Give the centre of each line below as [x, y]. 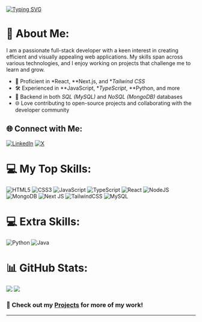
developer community [42, 110]
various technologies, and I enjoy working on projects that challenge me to [99, 63]
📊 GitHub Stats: [47, 268]
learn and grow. [26, 69]
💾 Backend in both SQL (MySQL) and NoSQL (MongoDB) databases [99, 96]
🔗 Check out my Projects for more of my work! [75, 305]
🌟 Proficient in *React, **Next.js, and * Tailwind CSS [80, 81]
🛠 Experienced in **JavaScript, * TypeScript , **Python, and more [97, 88]
